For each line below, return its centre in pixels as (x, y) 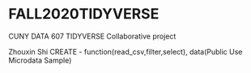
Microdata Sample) (40, 60)
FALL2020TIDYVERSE (84, 14)
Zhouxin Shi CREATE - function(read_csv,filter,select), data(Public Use (125, 51)
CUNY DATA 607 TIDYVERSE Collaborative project (92, 36)
